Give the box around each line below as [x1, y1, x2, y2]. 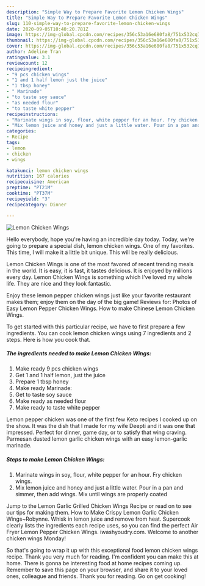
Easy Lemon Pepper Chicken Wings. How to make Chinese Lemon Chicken [6, 305, 195, 312]
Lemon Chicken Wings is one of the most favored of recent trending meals [6, 260, 194, 267]
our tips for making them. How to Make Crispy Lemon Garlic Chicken [6, 509, 179, 516]
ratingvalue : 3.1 [6, 54, 51, 60]
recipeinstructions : [6, 111, 59, 117]
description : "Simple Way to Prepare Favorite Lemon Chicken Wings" [6, 9, 184, 15]
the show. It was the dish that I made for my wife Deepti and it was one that [6, 422, 195, 430]
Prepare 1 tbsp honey [15, 378, 69, 385]
